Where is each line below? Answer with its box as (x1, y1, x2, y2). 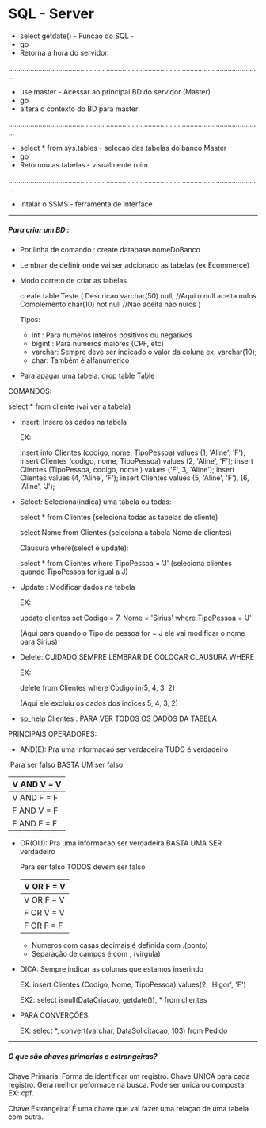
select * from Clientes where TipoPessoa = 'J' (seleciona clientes (19, 558, 232, 568)
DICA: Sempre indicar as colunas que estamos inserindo (19, 964, 204, 973)
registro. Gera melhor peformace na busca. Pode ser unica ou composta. (8, 1080, 247, 1089)
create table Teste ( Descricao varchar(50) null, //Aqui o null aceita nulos (19, 291, 257, 300)
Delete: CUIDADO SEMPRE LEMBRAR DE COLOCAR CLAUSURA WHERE (19, 652, 255, 661)
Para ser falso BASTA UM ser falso (9, 760, 123, 769)
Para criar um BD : (8, 225, 70, 234)
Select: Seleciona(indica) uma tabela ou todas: (19, 497, 172, 506)
